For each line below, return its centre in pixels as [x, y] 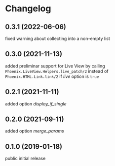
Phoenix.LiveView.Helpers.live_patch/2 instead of [57, 71]
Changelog [28, 9]
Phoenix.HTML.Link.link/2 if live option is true [52, 76]
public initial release [25, 159]
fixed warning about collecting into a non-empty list [57, 38]
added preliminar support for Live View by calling [55, 66]
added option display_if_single [36, 103]
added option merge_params [35, 131]
